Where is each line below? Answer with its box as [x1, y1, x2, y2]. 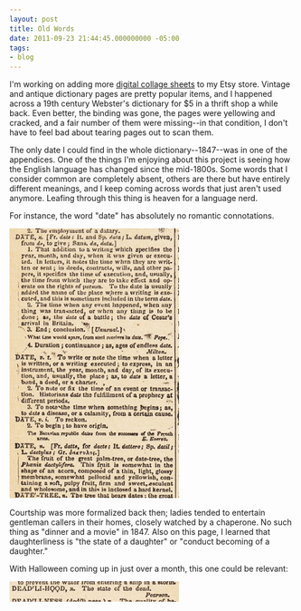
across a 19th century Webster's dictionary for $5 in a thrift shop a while [9, 98, 278, 109]
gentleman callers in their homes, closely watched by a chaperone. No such [9, 517, 292, 528]
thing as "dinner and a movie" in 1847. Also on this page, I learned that [9, 527, 271, 538]
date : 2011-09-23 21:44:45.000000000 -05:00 [9, 34, 180, 43]
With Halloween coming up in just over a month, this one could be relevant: [9, 563, 288, 575]
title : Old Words [9, 24, 75, 34]
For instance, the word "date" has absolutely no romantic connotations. [9, 210, 275, 221]
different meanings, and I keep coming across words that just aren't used [9, 183, 282, 194]
